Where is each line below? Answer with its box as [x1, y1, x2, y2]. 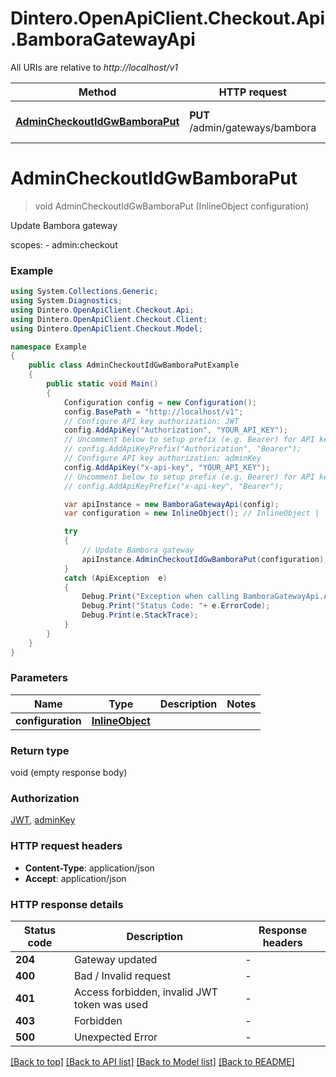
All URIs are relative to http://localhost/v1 [10, 61, 179, 73]
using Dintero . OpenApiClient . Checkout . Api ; [10, 305, 195, 315]
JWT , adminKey [10, 814, 76, 826]
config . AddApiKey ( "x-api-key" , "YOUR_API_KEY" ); [63, 462, 271, 472]
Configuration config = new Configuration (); [63, 397, 257, 407]
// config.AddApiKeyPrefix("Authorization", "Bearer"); [63, 444, 302, 454]
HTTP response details [10, 897, 124, 911]
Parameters [10, 671, 68, 685]
